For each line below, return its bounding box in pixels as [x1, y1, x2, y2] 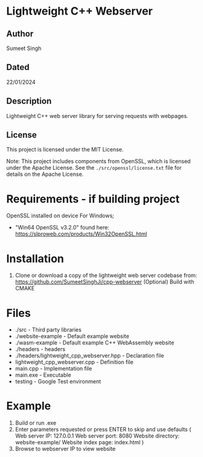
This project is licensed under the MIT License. [6, 146, 124, 153]
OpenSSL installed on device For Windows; [6, 212, 114, 220]
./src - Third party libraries [15, 326, 82, 333]
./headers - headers [15, 346, 66, 353]
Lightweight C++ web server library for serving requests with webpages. [6, 112, 188, 119]
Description [6, 96, 52, 106]
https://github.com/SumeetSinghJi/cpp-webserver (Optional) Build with [15, 278, 194, 285]
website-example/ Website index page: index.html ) [15, 439, 144, 446]
